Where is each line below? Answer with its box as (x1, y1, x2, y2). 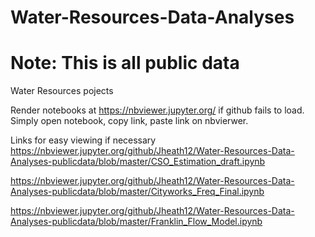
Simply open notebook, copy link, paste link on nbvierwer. (10, 115, 249, 127)
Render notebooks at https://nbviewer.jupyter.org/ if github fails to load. (10, 104, 305, 116)
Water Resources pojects (10, 85, 114, 97)
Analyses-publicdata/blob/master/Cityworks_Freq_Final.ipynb (10, 186, 265, 198)
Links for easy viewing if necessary (10, 134, 157, 146)
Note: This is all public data (10, 52, 240, 75)
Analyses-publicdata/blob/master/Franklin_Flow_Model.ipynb (10, 216, 263, 228)
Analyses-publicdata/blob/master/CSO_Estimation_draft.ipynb (10, 156, 266, 168)
